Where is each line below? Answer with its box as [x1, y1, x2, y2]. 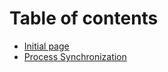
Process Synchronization [23, 50, 127, 62]
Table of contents [9, 7, 159, 30]
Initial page [23, 40, 70, 52]
